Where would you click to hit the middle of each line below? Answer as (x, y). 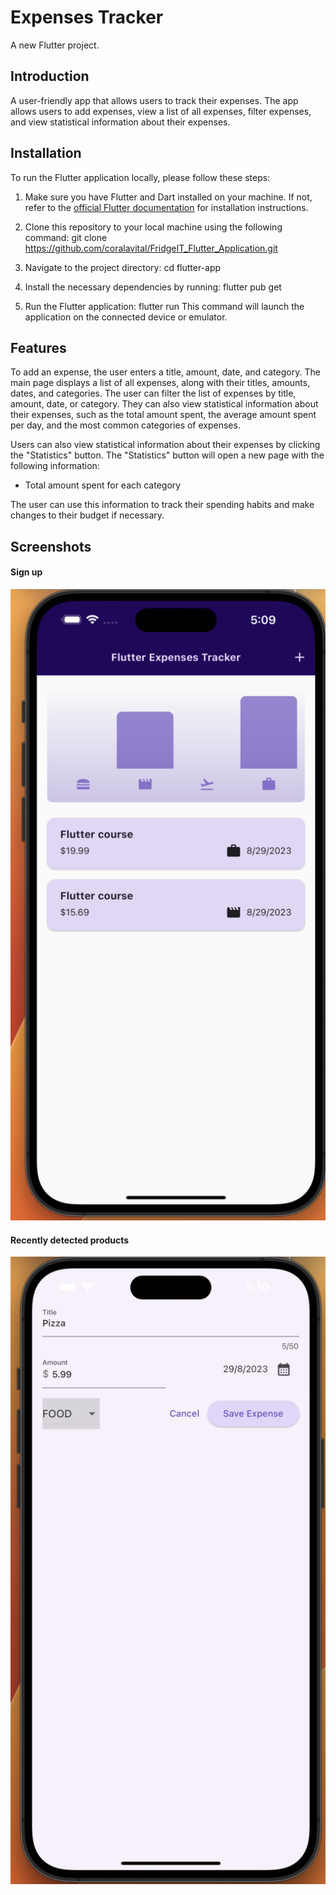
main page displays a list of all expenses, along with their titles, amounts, (160, 383)
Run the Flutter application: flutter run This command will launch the (164, 306)
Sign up (26, 572)
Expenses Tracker (87, 17)
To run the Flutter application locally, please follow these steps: (140, 177)
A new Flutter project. (55, 45)
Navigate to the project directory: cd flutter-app (123, 267)
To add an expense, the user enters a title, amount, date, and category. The (165, 372)
